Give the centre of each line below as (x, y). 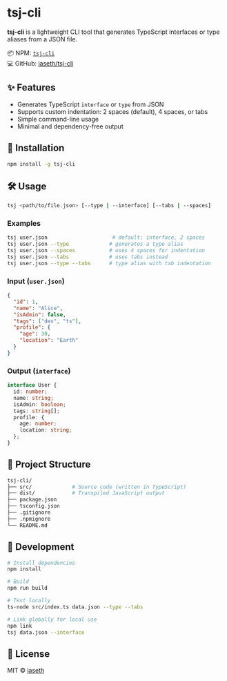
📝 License (29, 654)
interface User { (32, 385)
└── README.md (28, 525)
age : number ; (38, 424)
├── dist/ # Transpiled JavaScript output (86, 493)
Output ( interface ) (39, 371)
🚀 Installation (36, 148)
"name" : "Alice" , (38, 308)
